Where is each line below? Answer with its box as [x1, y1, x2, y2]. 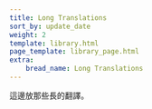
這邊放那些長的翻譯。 [9, 90, 89, 101]
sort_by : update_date [9, 22, 91, 31]
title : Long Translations [9, 13, 107, 23]
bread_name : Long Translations [25, 64, 144, 74]
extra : [9, 55, 34, 64]
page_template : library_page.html [9, 47, 140, 56]
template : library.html [9, 38, 100, 48]
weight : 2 [9, 30, 47, 39]
